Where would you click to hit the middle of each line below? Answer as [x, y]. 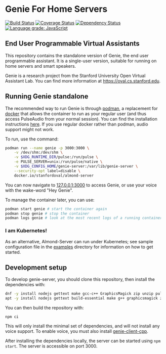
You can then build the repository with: [44, 308]
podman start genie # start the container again [56, 209]
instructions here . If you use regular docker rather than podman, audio [77, 124]
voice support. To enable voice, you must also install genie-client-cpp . [77, 331]
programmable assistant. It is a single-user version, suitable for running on [81, 61]
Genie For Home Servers [56, 9]
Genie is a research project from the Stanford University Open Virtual [75, 76]
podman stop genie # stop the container [47, 214]
